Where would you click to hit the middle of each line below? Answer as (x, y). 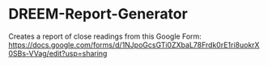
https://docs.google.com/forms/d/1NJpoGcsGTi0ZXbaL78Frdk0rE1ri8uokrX (134, 44)
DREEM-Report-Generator (98, 14)
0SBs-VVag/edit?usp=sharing (58, 53)
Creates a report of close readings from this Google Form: (105, 36)
